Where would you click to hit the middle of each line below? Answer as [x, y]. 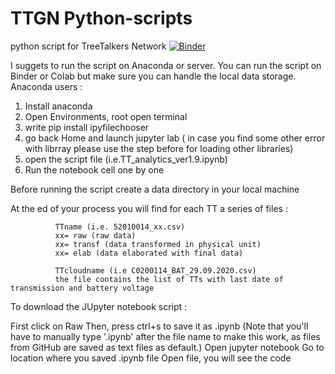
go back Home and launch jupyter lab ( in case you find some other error [175, 138]
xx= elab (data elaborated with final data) [149, 253]
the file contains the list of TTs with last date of [169, 279]
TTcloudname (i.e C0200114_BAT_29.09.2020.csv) [155, 270]
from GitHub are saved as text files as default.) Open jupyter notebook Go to [167, 347]
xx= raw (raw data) [95, 235]
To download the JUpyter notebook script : [99, 306]
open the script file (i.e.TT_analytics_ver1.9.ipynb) [126, 159]
